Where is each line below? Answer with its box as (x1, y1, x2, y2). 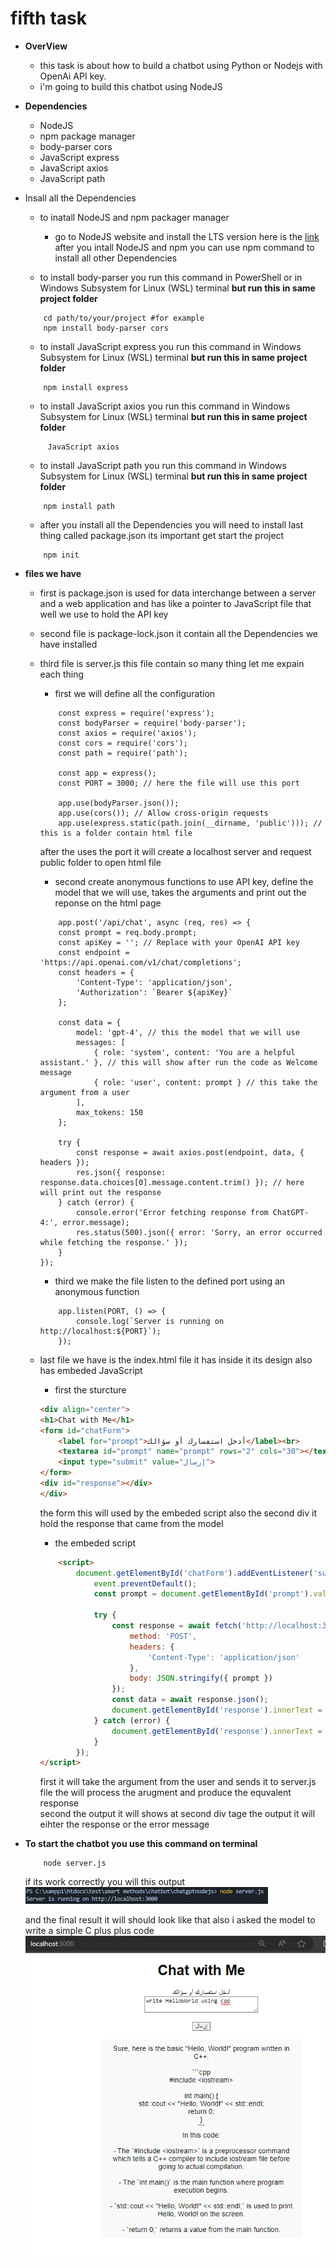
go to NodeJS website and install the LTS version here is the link (54, 230, 320, 242)
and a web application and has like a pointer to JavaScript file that (39, 597, 312, 609)
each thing (39, 668, 85, 680)
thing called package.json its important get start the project (39, 529, 285, 541)
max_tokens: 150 (75, 1107, 144, 1117)
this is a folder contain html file (39, 828, 193, 838)
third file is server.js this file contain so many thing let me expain (39, 657, 305, 669)
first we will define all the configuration (54, 687, 216, 699)
